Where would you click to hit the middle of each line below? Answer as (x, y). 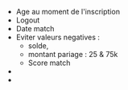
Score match (49, 63)
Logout (28, 20)
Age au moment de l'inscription (68, 12)
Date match (35, 29)
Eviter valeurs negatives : (58, 37)
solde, (38, 46)
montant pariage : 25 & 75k (73, 54)
